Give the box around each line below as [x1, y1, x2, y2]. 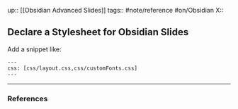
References [7, 94, 48, 103]
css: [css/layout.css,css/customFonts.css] [7, 65, 138, 72]
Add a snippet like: [7, 45, 62, 53]
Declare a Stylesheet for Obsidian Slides [7, 26, 189, 38]
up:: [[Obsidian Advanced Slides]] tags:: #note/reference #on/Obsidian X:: [7, 6, 224, 14]
